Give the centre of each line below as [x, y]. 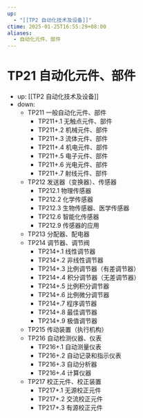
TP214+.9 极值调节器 [68, 321]
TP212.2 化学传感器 [65, 199]
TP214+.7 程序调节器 [67, 303]
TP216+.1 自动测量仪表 [70, 347]
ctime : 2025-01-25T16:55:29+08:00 [57, 26]
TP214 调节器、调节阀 [58, 243]
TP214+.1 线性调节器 [67, 251]
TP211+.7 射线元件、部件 [73, 174]
